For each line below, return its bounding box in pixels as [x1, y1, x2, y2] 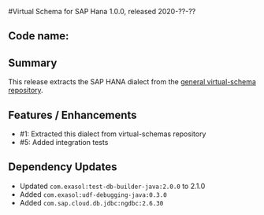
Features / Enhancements [8, 108, 137, 121]
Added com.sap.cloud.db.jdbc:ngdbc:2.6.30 [19, 198, 164, 207]
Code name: [8, 29, 69, 43]
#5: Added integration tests [19, 138, 109, 147]
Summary [8, 56, 58, 69]
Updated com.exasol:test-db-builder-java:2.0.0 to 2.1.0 [19, 181, 206, 191]
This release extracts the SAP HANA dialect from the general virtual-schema [8, 77, 256, 87]
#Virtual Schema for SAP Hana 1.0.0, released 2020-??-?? [8, 7, 196, 16]
